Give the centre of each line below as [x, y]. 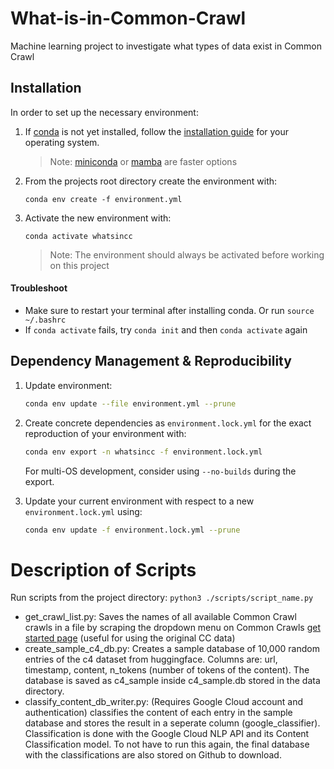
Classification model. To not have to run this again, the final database [167, 744]
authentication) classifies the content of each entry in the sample [158, 713]
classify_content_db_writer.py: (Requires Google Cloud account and [163, 702]
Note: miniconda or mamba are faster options [143, 161]
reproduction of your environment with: [105, 433]
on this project [79, 265]
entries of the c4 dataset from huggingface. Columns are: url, [151, 659]
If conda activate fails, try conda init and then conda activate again [166, 329]
